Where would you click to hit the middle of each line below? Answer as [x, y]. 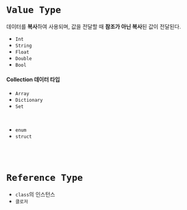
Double [23, 58]
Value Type [34, 10]
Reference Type [45, 178]
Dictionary [29, 100]
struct [23, 137]
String [23, 46]
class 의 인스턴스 [35, 194]
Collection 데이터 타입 [33, 79]
